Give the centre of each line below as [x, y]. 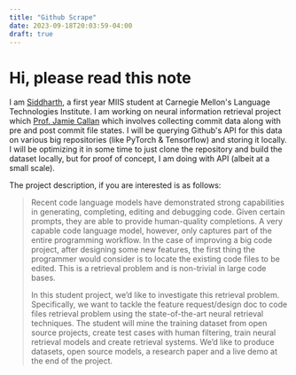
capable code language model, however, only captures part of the [151, 230]
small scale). [32, 168]
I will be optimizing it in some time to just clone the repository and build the [146, 149]
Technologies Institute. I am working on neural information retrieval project [145, 112]
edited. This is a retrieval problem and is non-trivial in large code [148, 269]
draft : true [31, 34]
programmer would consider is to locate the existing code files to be [156, 259]
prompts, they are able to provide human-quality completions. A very [157, 222]
